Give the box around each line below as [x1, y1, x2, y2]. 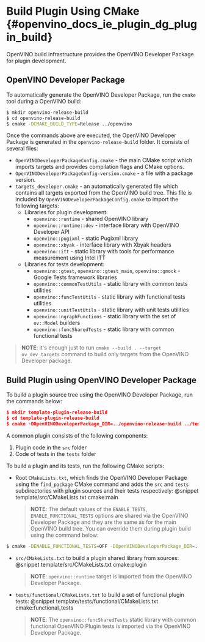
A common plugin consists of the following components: [6, 431, 148, 439]
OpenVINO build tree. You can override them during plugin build [30, 524, 191, 532]
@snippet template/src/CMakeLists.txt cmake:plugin [15, 561, 148, 568]
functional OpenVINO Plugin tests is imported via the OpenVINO [30, 622, 191, 630]
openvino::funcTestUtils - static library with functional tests [33, 293, 185, 300]
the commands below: [6, 398, 62, 405]
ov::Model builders [33, 319, 81, 327]
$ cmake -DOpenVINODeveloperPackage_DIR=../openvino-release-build [6, 420, 182, 427]
